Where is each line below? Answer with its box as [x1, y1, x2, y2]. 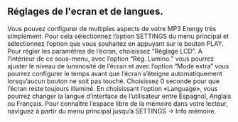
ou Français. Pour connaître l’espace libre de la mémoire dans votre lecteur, [7, 99, 229, 108]
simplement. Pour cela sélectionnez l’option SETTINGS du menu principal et [7, 32, 229, 40]
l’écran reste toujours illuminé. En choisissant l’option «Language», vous [7, 84, 218, 92]
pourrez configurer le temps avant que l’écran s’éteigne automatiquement [7, 69, 222, 78]
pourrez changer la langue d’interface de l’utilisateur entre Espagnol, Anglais [7, 92, 232, 100]
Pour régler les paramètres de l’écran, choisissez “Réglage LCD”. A [7, 47, 202, 55]
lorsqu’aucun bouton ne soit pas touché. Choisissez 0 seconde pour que [7, 77, 220, 85]
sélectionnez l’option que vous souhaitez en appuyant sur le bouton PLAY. [7, 39, 224, 48]
